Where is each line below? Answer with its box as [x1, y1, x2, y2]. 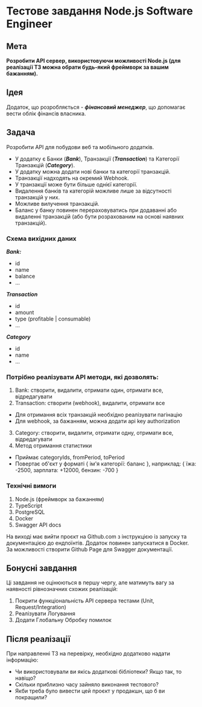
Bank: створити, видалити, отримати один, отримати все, [14, 386, 164, 394]
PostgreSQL [14, 508, 45, 516]
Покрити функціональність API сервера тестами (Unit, [14, 597, 155, 604]
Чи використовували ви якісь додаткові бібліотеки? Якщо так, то [14, 668, 182, 676]
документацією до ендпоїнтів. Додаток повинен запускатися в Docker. [6, 539, 189, 546]
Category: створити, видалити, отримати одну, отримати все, [14, 429, 174, 437]
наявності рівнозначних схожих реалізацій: [6, 586, 118, 593]
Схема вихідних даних [6, 234, 77, 243]
